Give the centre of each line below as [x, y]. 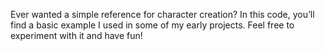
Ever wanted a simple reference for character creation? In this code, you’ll [162, 14]
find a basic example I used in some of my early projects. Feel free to [152, 25]
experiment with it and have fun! [76, 35]
